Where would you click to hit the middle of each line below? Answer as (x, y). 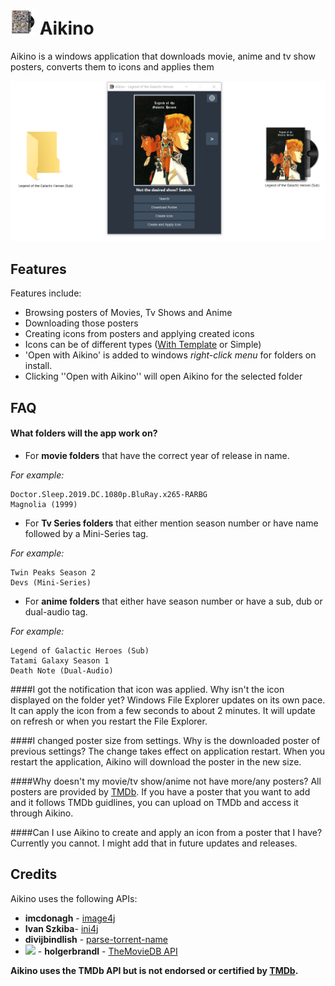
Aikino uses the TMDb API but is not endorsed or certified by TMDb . (154, 970)
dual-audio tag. (56, 611)
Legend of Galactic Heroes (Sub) (80, 650)
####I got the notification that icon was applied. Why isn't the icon (147, 689)
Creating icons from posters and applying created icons (139, 334)
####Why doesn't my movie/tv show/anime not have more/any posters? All (166, 781)
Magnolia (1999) (44, 504)
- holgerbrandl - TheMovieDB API (107, 951)
